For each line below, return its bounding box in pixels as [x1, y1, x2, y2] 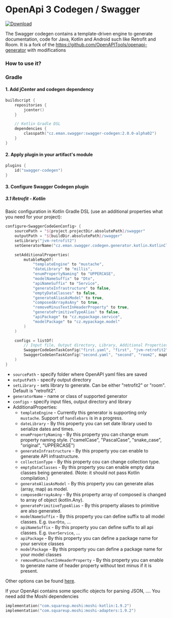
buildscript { [5, 98, 36, 103]
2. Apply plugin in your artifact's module [5, 152, 93, 158]
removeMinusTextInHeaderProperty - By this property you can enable [20, 557, 164, 563]
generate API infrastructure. [20, 453, 79, 459]
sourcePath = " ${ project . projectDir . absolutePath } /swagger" [14, 229, 145, 234]
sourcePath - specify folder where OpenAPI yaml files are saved [12, 371, 147, 377]
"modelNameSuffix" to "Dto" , [32, 276, 95, 281]
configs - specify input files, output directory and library [12, 398, 132, 405]
